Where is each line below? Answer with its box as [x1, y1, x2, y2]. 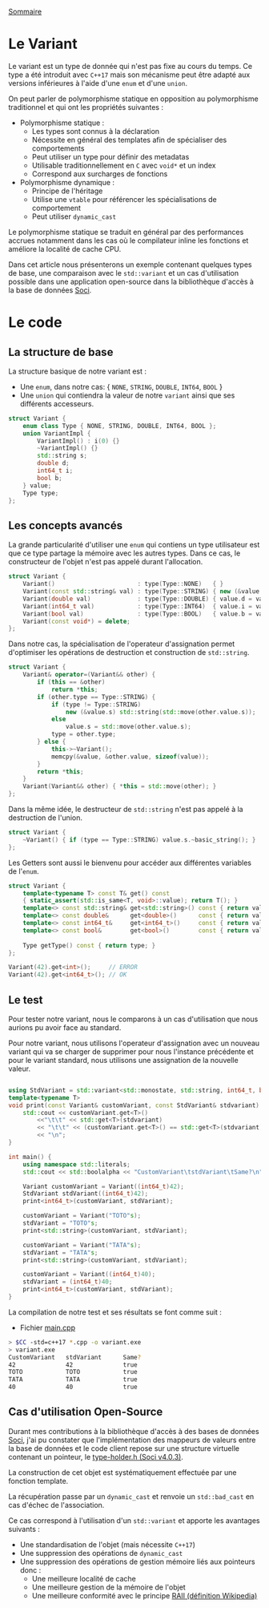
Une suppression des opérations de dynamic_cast [19, 1548, 183, 1557]
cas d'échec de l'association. [8, 1500, 105, 1509]
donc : [19, 1565, 42, 1574]
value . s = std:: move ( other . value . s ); [65, 723, 192, 731]
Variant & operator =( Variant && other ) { [22, 671, 156, 679]
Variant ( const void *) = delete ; [22, 617, 130, 625]
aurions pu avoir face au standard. [8, 1022, 122, 1032]
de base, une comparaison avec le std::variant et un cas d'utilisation [8, 268, 239, 277]
